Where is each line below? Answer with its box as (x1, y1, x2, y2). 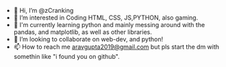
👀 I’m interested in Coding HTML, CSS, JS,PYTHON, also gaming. (13, 14, 199, 22)
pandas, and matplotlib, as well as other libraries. (13, 28, 152, 36)
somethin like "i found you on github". (13, 53, 120, 60)
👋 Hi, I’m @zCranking (13, 7, 74, 14)
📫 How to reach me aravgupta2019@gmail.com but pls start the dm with (13, 43, 220, 51)
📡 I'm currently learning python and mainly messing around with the (13, 21, 205, 28)
